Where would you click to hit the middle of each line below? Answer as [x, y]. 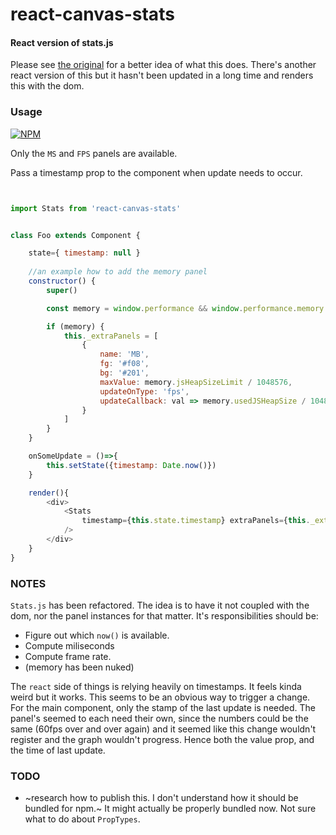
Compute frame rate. [68, 656]
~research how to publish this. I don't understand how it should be [161, 798]
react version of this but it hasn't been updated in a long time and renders [162, 75]
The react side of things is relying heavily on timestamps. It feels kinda [156, 686]
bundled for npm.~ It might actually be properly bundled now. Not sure [170, 809]
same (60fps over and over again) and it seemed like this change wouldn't [163, 729]
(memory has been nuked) [79, 667]
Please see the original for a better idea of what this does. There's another [163, 65]
